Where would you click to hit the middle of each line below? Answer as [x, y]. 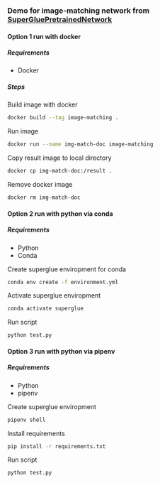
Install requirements [36, 433]
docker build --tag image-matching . [63, 118]
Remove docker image [40, 185]
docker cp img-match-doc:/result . [60, 171]
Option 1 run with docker [44, 36]
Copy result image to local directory [59, 158]
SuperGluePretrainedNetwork [60, 19]
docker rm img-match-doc [44, 197]
